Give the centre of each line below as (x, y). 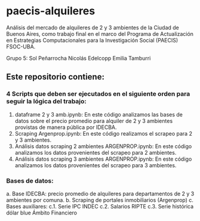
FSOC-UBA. (21, 47)
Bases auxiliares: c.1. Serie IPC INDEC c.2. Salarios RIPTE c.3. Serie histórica (100, 206)
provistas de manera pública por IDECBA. (66, 127)
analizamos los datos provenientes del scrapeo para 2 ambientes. (96, 152)
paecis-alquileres (51, 11)
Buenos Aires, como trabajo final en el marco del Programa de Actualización (100, 33)
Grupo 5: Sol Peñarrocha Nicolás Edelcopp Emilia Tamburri (79, 58)
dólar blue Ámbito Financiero (42, 213)
